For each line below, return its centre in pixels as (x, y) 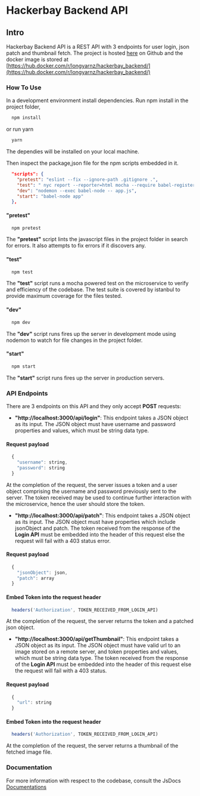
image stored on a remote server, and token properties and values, (96, 652)
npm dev (21, 322)
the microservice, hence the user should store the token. (76, 504)
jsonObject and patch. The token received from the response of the (97, 528)
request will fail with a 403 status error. (63, 541)
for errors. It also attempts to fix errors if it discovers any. (76, 246)
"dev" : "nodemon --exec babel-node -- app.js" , (77, 191)
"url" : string (34, 703)
